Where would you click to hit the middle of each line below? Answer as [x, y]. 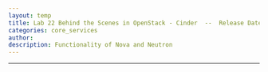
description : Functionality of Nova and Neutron [91, 45]
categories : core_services [53, 30]
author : [21, 38]
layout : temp [30, 15]
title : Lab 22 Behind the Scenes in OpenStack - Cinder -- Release [126, 23]
